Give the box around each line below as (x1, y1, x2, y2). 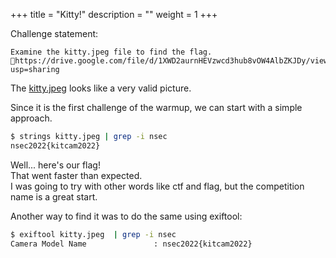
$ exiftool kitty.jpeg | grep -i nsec (10, 229, 177, 239)
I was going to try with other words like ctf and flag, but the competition (10, 180, 305, 192)
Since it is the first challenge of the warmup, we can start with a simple (10, 102, 303, 113)
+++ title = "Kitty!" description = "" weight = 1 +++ (10, 9, 218, 20)
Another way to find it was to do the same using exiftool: (10, 210, 243, 222)
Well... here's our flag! (10, 159, 101, 171)
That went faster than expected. (10, 169, 143, 181)
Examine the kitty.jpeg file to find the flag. (10, 47, 213, 57)
